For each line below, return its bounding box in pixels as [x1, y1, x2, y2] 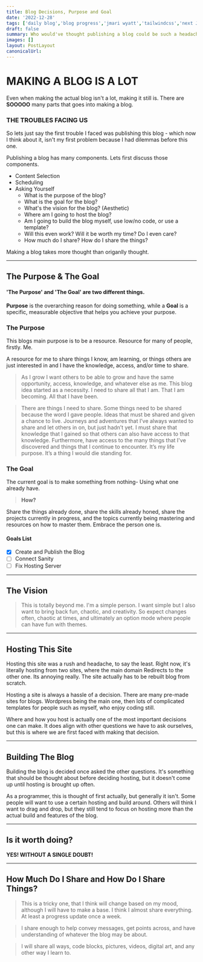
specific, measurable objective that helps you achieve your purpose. [6, 308, 177, 315]
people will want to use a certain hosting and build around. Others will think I [6, 799, 196, 806]
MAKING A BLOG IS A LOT [6, 74, 139, 88]
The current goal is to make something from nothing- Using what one [6, 479, 179, 486]
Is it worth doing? [6, 835, 74, 845]
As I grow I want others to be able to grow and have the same [21, 373, 174, 381]
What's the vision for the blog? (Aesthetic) [24, 204, 129, 212]
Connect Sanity [14, 555, 54, 563]
